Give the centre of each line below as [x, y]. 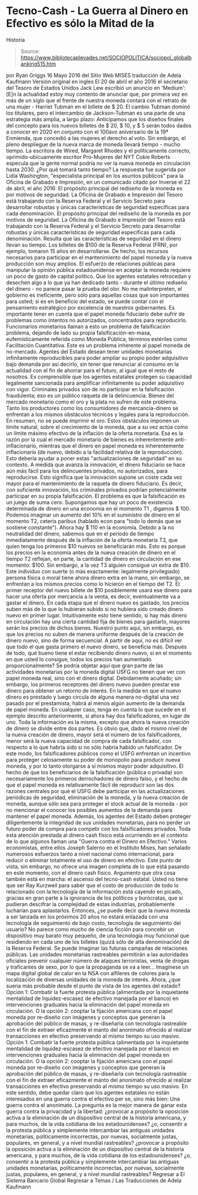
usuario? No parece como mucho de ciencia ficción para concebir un [90, 929]
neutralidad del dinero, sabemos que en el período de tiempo [80, 534]
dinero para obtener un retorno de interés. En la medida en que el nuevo [94, 690]
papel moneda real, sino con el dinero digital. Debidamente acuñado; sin [94, 678]
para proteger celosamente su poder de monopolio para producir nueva [93, 759]
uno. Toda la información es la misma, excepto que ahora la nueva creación [98, 722]
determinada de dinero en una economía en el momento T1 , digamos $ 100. [98, 508]
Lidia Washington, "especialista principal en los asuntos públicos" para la [95, 176]
